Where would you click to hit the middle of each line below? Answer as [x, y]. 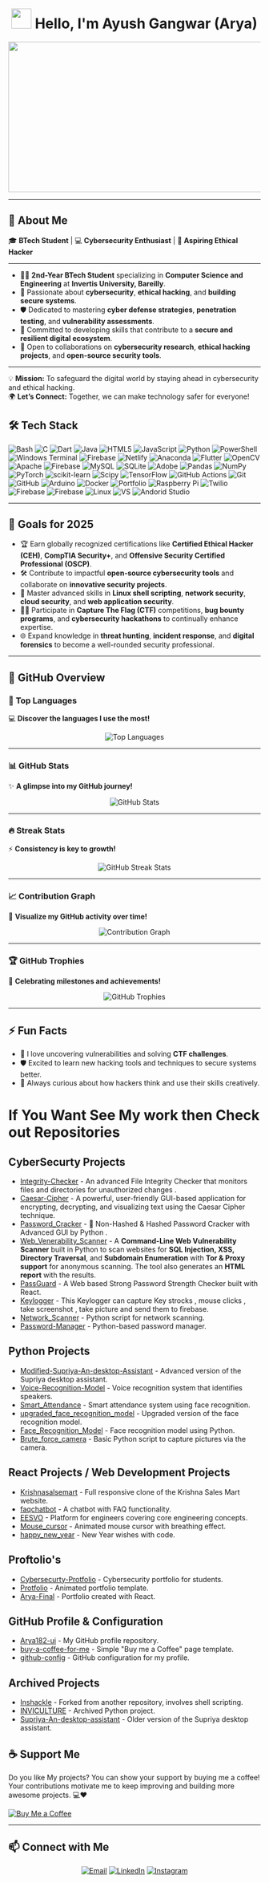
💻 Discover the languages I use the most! [79, 719]
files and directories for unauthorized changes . [98, 1190]
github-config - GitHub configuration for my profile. [104, 1658]
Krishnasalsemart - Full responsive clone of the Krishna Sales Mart [130, 1491]
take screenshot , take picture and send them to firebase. [114, 1309]
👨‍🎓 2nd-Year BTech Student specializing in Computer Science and [131, 275]
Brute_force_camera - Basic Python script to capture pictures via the [133, 1439]
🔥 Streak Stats [37, 830]
